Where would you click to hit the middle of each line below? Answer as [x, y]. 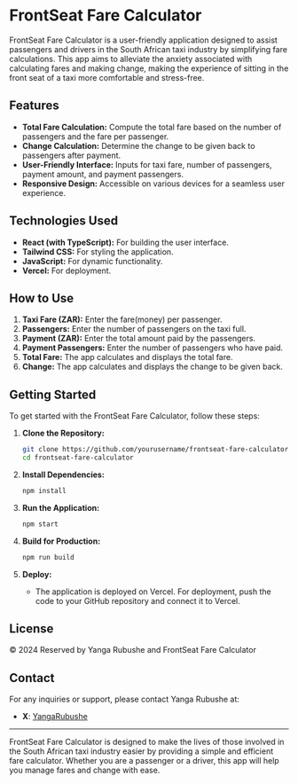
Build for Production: [61, 541]
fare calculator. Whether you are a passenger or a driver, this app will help [144, 761]
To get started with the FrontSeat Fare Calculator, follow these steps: [134, 416]
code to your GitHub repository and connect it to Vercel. [138, 600]
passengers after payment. [71, 155]
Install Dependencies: [63, 474]
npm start [40, 524]
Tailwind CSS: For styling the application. [98, 251]
